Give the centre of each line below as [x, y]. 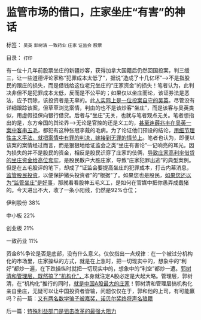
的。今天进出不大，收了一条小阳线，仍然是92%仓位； [72, 190]
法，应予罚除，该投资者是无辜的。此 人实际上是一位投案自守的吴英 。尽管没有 [100, 100]
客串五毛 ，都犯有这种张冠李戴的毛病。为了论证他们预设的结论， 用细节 [103, 130]
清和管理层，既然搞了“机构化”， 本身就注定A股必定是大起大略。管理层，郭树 [100, 276]
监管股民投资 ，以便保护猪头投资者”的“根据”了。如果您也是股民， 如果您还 [96, 175]
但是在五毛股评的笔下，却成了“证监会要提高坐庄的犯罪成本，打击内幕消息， [99, 167]
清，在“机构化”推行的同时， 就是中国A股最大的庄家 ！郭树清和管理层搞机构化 [100, 283]
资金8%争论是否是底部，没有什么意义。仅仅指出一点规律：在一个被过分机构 [100, 253]
